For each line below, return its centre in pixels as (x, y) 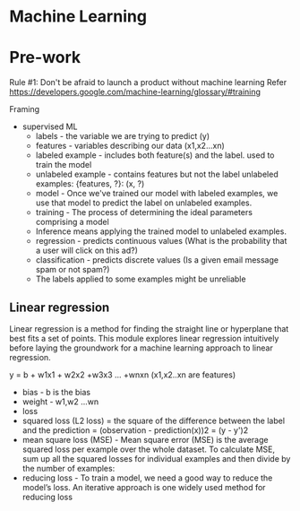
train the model (64, 165)
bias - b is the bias (56, 392)
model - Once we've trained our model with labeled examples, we (157, 194)
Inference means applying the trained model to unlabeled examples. (161, 231)
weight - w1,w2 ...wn (60, 402)
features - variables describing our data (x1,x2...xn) (130, 146)
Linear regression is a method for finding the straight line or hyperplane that (149, 328)
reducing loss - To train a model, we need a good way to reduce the (147, 478)
